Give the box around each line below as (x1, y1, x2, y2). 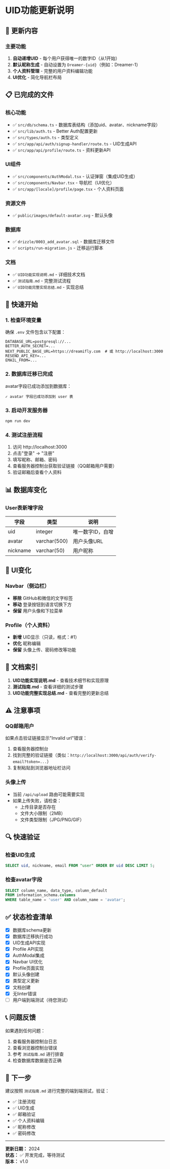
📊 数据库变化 (5, 486, 47, 494)
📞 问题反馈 (5, 1013, 36, 1022)
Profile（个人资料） (5, 621, 53, 628)
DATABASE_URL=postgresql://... (5, 339, 71, 344)
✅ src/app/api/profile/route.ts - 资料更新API (12, 147, 111, 153)
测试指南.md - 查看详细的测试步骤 (12, 683, 83, 690)
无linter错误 (12, 990, 37, 996)
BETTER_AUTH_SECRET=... (5, 344, 56, 349)
